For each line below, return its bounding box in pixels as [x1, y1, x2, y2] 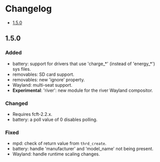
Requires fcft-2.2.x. [12, 111, 52, 117]
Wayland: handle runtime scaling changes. [12, 151, 100, 157]
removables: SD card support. [12, 71, 74, 77]
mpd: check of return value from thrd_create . [12, 140, 106, 146]
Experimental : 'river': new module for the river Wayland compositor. [12, 87, 153, 93]
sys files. [12, 66, 31, 72]
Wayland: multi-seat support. [12, 82, 72, 88]
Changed [5, 100, 28, 107]
